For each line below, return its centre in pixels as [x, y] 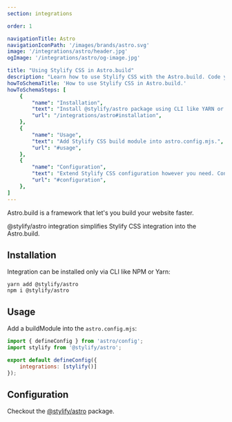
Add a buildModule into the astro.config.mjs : [72, 328]
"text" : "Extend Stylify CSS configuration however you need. [123, 174]
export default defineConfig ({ [52, 360]
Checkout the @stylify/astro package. [61, 411]
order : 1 [20, 26]
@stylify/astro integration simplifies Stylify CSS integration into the [102, 226]
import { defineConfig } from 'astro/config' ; [75, 341]
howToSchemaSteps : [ [37, 90]
